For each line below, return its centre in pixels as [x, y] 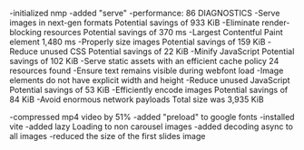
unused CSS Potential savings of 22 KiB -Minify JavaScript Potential [167, 52]
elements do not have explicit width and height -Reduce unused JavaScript [150, 80]
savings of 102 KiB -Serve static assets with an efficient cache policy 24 [144, 61]
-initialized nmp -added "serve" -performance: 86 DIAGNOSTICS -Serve [145, 13]
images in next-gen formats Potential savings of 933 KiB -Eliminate [135, 23]
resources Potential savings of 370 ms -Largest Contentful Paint [163, 32]
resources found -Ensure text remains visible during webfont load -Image [147, 70]
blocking [26, 32]
